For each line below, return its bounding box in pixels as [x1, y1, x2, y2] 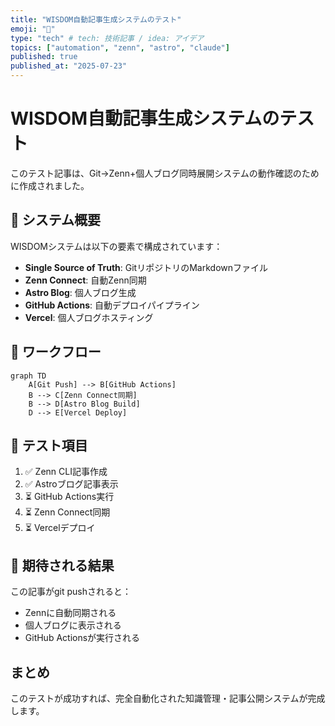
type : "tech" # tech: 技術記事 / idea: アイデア [10, 33, 205, 43]
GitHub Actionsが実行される [24, 632, 141, 644]
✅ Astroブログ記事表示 [24, 478, 119, 490]
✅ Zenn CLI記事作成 [24, 466, 108, 478]
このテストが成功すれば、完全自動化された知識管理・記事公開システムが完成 [10, 692, 326, 704]
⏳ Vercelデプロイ [24, 522, 96, 534]
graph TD [10, 371, 47, 381]
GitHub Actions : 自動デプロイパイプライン [24, 299, 200, 311]
